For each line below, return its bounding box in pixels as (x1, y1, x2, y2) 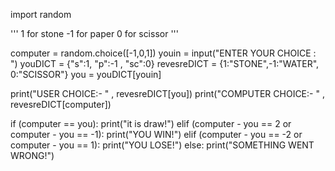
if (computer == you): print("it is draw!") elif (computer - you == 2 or (10, 118, 292, 129)
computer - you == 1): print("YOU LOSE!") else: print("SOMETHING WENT (10, 139, 315, 151)
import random (10, 9, 72, 20)
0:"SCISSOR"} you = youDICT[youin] (10, 69, 162, 80)
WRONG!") (10, 150, 55, 161)
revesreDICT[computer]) (10, 99, 112, 110)
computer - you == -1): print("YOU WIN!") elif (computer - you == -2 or (10, 129, 303, 140)
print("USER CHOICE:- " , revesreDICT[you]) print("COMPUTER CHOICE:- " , (10, 88, 325, 99)
